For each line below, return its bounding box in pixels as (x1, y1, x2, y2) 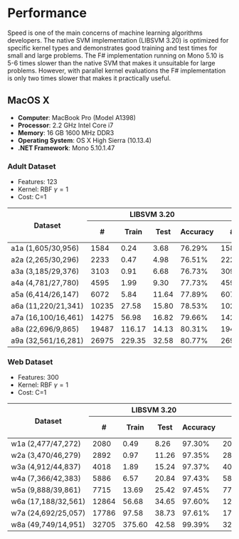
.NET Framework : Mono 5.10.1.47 (17, 144, 115, 152)
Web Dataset (7, 357, 53, 367)
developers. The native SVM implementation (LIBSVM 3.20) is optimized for (7, 36, 229, 44)
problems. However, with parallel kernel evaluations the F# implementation (7, 66, 226, 75)
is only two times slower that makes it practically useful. (7, 73, 171, 82)
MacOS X (7, 95, 50, 107)
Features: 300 (17, 373, 59, 382)
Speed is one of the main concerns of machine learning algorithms (7, 28, 203, 37)
